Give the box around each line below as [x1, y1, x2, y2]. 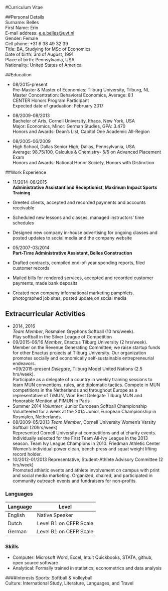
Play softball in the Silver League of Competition [12, 333, 112, 339]
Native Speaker [37, 512, 74, 519]
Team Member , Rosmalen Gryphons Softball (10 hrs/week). [12, 328, 135, 334]
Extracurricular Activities [5, 310, 86, 318]
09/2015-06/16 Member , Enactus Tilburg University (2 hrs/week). [12, 339, 148, 345]
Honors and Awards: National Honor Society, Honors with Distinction [12, 160, 154, 165]
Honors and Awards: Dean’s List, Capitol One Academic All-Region [12, 129, 150, 135]
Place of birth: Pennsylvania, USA [5, 57, 75, 62]
